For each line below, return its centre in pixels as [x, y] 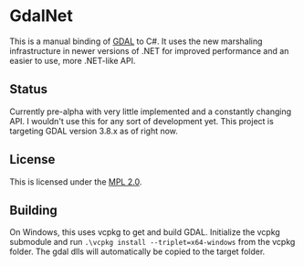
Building [33, 210]
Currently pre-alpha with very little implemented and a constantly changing [151, 112]
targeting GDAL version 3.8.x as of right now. [94, 131]
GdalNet [41, 16]
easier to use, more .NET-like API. [73, 60]
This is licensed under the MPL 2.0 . [76, 181]
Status [29, 89]
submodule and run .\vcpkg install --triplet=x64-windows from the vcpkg [152, 242]
